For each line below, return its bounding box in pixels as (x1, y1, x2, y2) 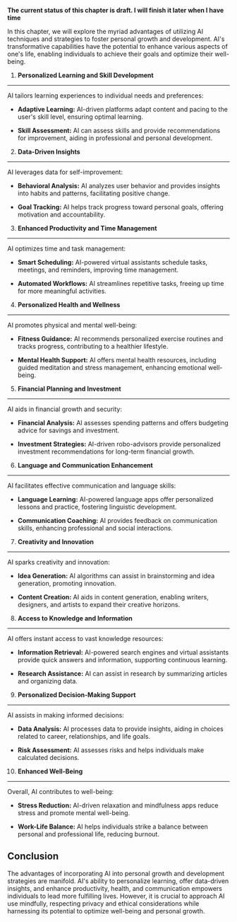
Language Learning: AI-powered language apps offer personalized (17, 495, 214, 503)
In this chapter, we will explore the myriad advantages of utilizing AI (7, 28, 204, 35)
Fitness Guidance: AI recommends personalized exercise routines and (17, 335, 224, 342)
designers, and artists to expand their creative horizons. (17, 601, 181, 609)
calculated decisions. (17, 754, 80, 761)
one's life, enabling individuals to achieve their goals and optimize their (7, 50, 214, 58)
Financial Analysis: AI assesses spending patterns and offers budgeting (17, 419, 229, 427)
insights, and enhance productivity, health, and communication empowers (7, 884, 222, 892)
